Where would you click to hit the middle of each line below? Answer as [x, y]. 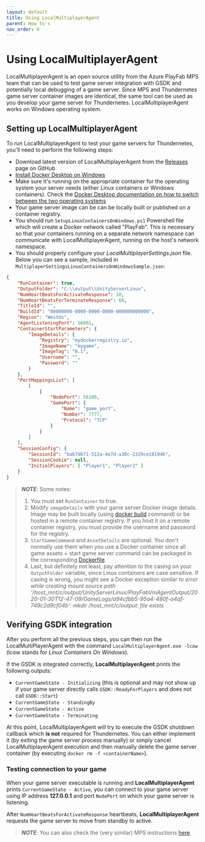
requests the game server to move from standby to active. [80, 821]
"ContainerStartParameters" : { [57, 329]
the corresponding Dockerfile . [68, 559]
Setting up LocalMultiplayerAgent [72, 129]
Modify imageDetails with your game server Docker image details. [114, 507]
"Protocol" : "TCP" [84, 420]
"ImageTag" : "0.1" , [64, 352]
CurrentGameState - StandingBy [55, 703]
